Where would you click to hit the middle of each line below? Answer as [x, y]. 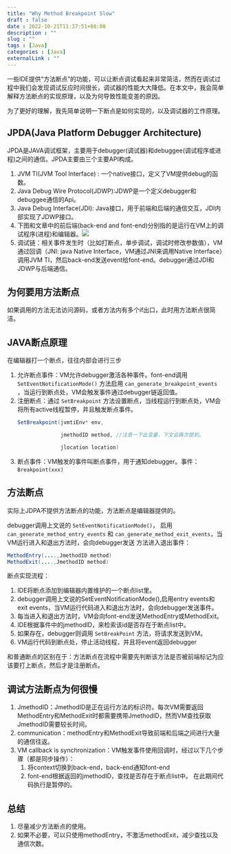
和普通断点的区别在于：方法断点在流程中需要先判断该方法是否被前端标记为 [112, 657]
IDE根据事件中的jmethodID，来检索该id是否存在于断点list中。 [103, 625]
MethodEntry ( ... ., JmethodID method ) [59, 556]
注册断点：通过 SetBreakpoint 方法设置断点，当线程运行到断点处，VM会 [119, 401]
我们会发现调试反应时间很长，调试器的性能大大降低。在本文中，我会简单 [121, 88]
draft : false [27, 20]
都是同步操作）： [52, 759]
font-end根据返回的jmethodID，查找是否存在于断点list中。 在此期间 [122, 776]
